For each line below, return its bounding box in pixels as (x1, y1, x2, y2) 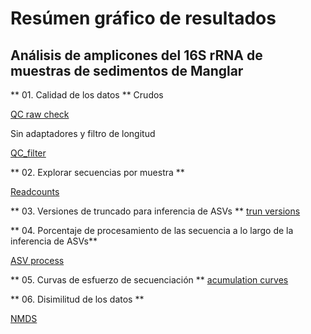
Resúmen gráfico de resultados (10, 7, 277, 30)
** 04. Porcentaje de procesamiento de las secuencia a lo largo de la (10, 225, 294, 236)
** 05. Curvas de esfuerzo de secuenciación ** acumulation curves (10, 274, 289, 286)
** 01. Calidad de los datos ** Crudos (10, 89, 164, 101)
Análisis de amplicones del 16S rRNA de (10, 47, 263, 64)
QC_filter (10, 147, 47, 159)
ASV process (10, 255, 65, 266)
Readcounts (10, 186, 60, 197)
